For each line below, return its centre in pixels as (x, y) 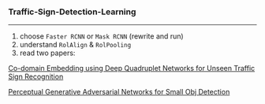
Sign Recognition (36, 76)
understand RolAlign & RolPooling (75, 45)
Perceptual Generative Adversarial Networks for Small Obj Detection (119, 92)
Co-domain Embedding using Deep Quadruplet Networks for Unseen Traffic (132, 69)
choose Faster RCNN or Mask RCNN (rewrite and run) (101, 36)
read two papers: (47, 53)
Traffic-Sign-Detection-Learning (72, 12)
